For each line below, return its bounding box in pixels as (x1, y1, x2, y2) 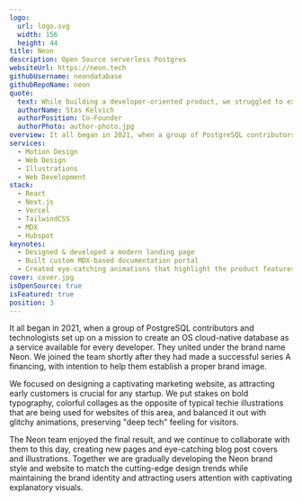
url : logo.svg (17, 22, 70, 31)
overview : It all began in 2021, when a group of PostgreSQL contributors (9, 131, 296, 140)
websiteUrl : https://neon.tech (9, 64, 127, 73)
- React (17, 189, 47, 198)
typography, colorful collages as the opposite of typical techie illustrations (9, 397, 284, 408)
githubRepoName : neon (9, 80, 91, 89)
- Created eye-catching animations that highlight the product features (17, 265, 296, 274)
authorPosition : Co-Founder (17, 114, 123, 123)
